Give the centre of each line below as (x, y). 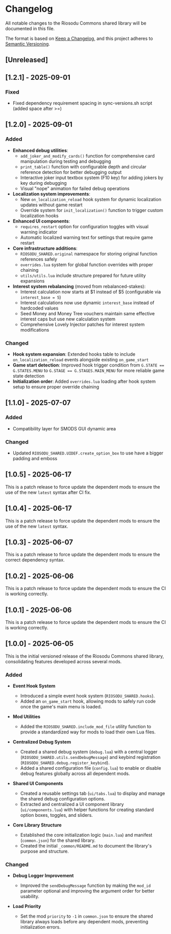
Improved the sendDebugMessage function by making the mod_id (86, 885)
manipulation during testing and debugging (66, 161)
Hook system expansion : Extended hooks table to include (74, 354)
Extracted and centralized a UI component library (72, 805)
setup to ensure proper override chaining (56, 387)
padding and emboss (35, 458)
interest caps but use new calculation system (68, 319)
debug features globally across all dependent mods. (75, 774)
